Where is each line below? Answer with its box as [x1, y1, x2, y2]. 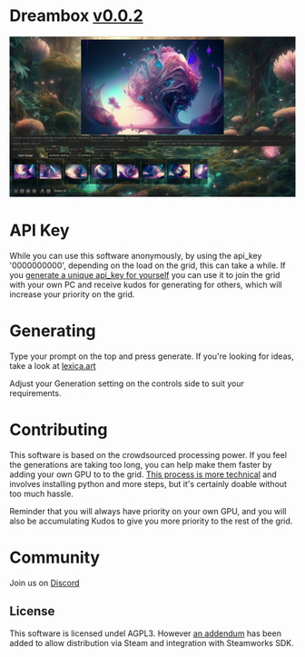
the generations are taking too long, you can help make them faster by [9, 459, 272, 470]
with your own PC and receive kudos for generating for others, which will [9, 279, 283, 290]
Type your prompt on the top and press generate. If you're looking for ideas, [9, 351, 294, 362]
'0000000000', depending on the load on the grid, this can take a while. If [9, 260, 286, 271]
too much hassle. [9, 488, 74, 499]
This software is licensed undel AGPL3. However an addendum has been [9, 628, 281, 639]
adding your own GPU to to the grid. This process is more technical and [9, 469, 277, 480]
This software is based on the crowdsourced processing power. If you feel [9, 449, 288, 460]
